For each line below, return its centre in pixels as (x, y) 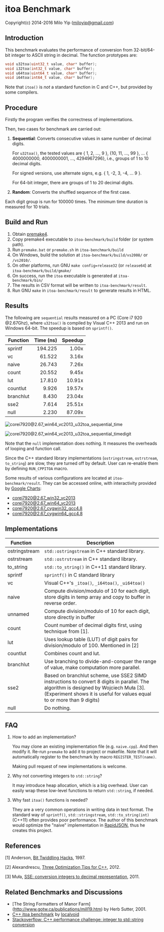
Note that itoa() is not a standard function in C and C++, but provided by (79, 87)
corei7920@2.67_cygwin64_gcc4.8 (47, 513)
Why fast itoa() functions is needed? (50, 800)
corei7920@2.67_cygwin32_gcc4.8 (47, 508)
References (23, 846)
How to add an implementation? (44, 737)
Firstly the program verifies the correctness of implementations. (69, 120)
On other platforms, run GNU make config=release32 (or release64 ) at (82, 265)
